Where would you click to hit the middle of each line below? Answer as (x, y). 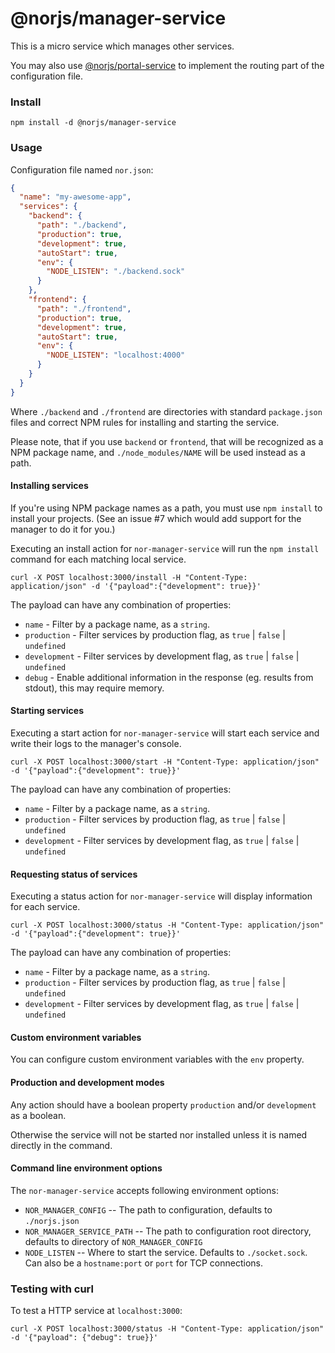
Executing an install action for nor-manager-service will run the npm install (165, 548)
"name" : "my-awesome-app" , (75, 197)
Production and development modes (87, 1083)
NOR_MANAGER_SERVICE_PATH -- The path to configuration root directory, (168, 1231)
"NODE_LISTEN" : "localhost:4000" (116, 355)
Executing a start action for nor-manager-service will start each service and (165, 733)
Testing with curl (52, 1289)
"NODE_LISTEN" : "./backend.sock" (116, 272)
